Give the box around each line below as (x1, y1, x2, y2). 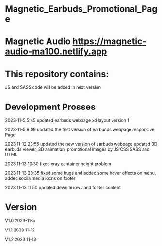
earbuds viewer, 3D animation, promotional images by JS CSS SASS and (5, 146, 150, 152)
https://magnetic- (72, 36, 146, 47)
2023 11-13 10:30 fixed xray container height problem (5, 161, 112, 167)
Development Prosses (5, 101, 96, 112)
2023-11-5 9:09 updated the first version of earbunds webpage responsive (5, 127, 155, 133)
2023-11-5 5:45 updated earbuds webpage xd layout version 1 (5, 117, 130, 123)
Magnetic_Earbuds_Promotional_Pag (5, 3, 158, 15)
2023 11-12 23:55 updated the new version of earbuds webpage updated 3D (5, 141, 158, 147)
